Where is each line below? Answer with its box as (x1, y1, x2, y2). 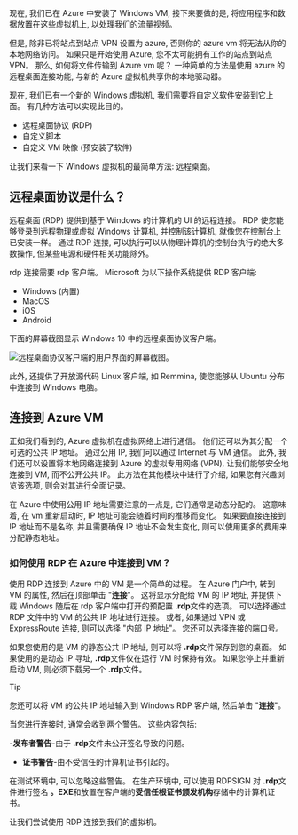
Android (21, 314, 51, 325)
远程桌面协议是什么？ (9, 189, 126, 204)
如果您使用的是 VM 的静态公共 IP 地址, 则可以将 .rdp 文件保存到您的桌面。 (9, 641, 278, 652)
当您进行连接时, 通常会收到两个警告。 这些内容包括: (9, 719, 197, 729)
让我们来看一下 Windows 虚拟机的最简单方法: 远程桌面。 (9, 161, 216, 171)
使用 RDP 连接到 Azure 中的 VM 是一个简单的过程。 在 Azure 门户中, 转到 (9, 578, 276, 589)
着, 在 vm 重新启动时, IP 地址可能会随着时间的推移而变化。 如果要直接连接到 (9, 510, 286, 521)
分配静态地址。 (9, 532, 64, 543)
